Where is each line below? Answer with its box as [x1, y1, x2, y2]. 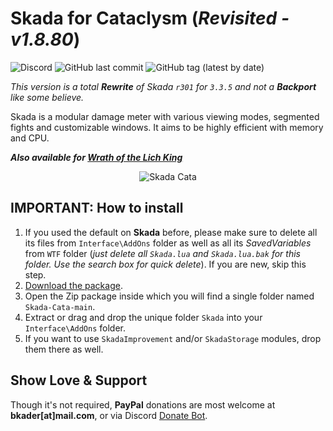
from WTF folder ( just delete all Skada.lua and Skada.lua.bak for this [24, 247, 301, 259]
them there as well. [24, 343, 104, 355]
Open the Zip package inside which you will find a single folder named [24, 290, 315, 302]
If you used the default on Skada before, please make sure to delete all [24, 226, 318, 238]
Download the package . [24, 279, 123, 291]
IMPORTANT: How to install [10, 200, 184, 217]
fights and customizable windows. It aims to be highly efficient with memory [10, 121, 324, 133]
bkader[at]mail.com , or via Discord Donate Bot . [10, 409, 208, 421]
